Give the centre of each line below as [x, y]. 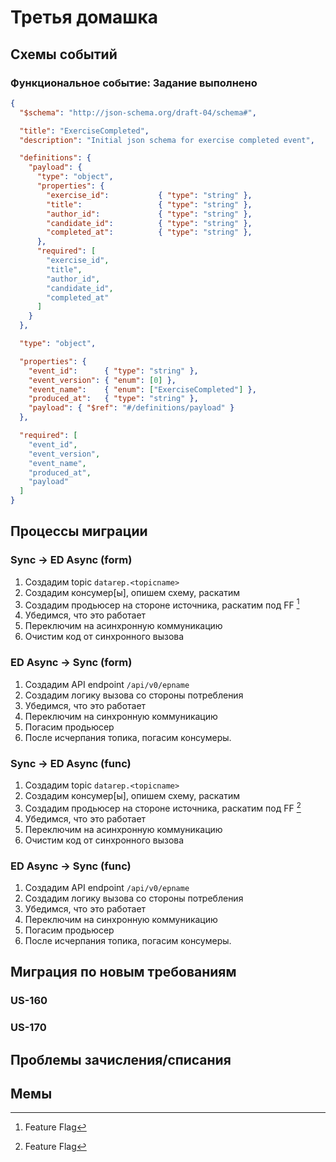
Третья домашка [84, 17]
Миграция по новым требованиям [123, 972]
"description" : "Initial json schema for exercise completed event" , [167, 140]
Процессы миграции [79, 531]
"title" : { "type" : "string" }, [149, 204]
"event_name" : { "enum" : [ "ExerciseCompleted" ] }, [142, 389]
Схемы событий [64, 54]
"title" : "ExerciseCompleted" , [84, 131]
